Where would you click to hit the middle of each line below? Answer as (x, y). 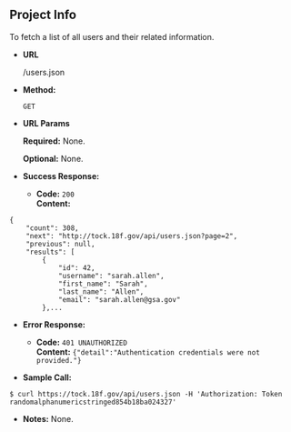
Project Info (43, 15)
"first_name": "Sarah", (103, 284)
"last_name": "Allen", (101, 291)
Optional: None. (53, 158)
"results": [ (50, 252)
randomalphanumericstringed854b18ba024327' (93, 402)
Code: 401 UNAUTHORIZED (81, 342)
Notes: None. (48, 418)
